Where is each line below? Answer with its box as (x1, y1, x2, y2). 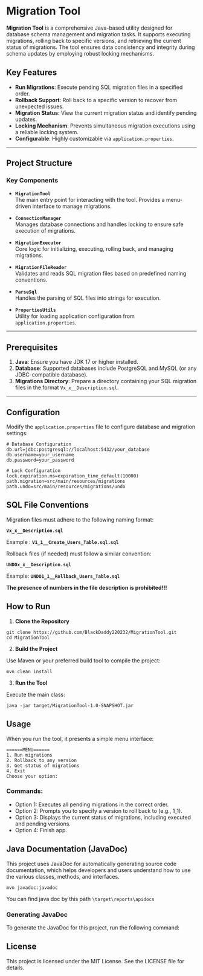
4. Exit (6, 768, 26, 774)
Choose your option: (6, 773, 59, 779)
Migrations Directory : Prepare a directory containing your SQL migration (14, 378, 197, 385)
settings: (6, 430, 28, 437)
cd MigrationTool (6, 635, 50, 641)
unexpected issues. (14, 103, 64, 110)
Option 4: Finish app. (14, 826, 68, 833)
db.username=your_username (6, 452, 74, 458)
